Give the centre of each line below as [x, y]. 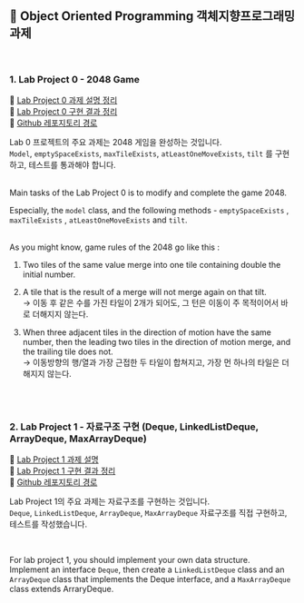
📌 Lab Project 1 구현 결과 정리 [63, 471]
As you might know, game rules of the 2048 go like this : [115, 247]
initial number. [49, 274]
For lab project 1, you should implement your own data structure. [130, 560]
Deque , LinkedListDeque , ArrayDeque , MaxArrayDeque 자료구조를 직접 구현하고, [148, 513]
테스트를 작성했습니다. [49, 524]
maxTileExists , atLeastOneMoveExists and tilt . [98, 220]
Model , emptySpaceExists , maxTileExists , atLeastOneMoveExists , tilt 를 [142, 153]
